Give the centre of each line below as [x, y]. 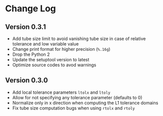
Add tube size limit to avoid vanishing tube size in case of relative [79, 39]
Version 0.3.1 [26, 27]
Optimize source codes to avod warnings [54, 65]
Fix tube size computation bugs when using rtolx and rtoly [74, 108]
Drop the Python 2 [31, 54]
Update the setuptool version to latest [51, 59]
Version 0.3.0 [27, 80]
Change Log [30, 9]
